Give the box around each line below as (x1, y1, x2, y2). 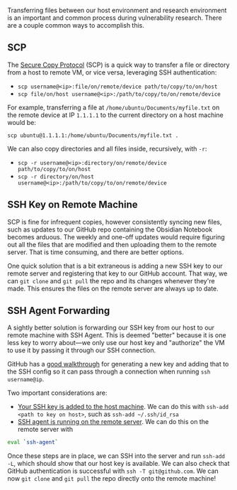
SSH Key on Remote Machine (7, 199, 138, 211)
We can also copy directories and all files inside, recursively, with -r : (7, 144, 207, 153)
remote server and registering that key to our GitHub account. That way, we (7, 269, 228, 278)
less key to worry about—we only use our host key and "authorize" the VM (7, 339, 225, 347)
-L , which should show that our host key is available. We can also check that (7, 459, 230, 468)
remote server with (17, 425, 73, 434)
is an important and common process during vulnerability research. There (7, 13, 222, 22)
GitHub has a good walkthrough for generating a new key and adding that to (7, 360, 229, 369)
